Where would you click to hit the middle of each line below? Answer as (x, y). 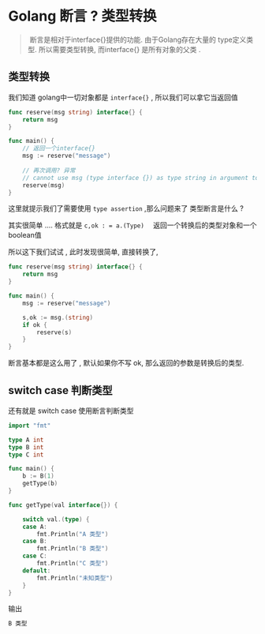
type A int (26, 440)
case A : (35, 527)
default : (37, 570)
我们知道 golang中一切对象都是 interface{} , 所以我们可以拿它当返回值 (123, 97)
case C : (35, 556)
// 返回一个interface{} (59, 148)
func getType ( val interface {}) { (63, 505)
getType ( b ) (40, 484)
